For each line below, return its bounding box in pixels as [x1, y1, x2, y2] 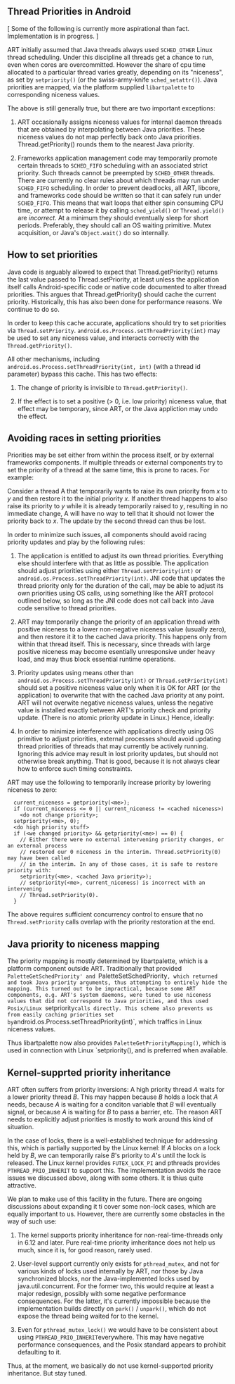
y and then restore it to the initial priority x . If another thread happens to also [7, 494, 228, 503]
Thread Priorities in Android [7, 6, 131, 18]
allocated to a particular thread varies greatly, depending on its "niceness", [7, 68, 224, 76]
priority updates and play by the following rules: [7, 538, 145, 546]
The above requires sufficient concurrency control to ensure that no [7, 910, 203, 919]
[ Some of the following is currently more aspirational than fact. [7, 24, 190, 32]
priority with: [7, 867, 52, 874]
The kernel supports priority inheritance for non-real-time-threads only [17, 1231, 223, 1240]
